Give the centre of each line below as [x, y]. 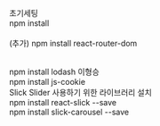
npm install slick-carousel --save [69, 112]
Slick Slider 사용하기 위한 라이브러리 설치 [81, 92]
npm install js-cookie [48, 82]
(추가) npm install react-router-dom [73, 43]
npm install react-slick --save [63, 102]
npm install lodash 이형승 [54, 71]
